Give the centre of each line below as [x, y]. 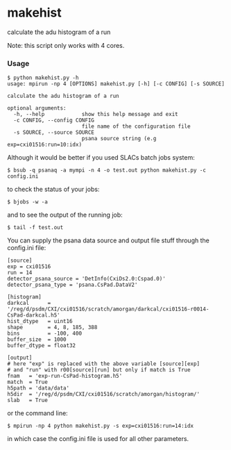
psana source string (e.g [119, 139]
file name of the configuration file [136, 126]
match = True [28, 382]
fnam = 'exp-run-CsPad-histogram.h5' [65, 376]
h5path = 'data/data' [38, 388]
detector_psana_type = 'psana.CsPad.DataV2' [72, 285]
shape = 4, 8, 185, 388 [52, 328]
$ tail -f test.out [35, 228]
